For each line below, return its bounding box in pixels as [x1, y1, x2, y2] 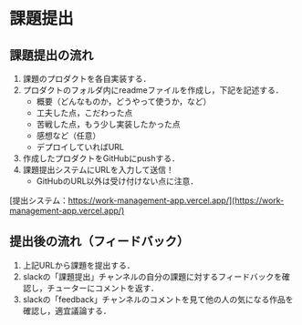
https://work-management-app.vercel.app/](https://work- [68, 195, 285, 206]
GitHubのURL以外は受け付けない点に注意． [36, 176, 199, 187]
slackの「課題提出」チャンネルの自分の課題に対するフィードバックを [22, 270, 283, 282]
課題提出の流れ [9, 47, 94, 63]
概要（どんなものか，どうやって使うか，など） [36, 96, 212, 107]
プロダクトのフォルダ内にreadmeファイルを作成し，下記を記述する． [22, 85, 284, 96]
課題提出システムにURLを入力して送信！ [22, 165, 175, 175]
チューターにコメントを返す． [47, 282, 160, 293]
